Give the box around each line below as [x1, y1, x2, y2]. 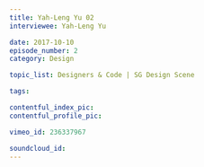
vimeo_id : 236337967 [9, 127, 87, 136]
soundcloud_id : [9, 144, 67, 153]
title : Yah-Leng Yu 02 [9, 13, 94, 22]
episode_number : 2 [9, 46, 78, 55]
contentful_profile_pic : [9, 111, 102, 120]
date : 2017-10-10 [9, 38, 75, 47]
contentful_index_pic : [9, 103, 94, 112]
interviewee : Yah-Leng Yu [9, 22, 106, 31]
